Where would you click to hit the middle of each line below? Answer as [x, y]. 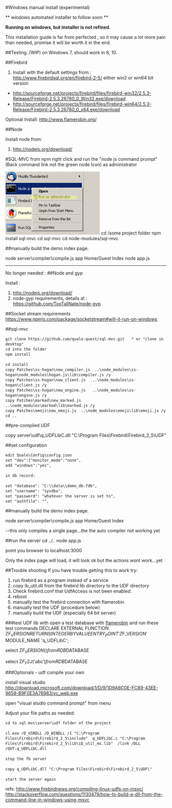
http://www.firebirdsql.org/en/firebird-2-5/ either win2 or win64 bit [83, 78]
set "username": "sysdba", [34, 491]
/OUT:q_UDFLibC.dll [26, 749]
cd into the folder [26, 349]
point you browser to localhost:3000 [44, 550]
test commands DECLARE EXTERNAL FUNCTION [57, 628]
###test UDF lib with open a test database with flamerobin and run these [82, 623]
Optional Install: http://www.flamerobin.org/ [51, 119]
